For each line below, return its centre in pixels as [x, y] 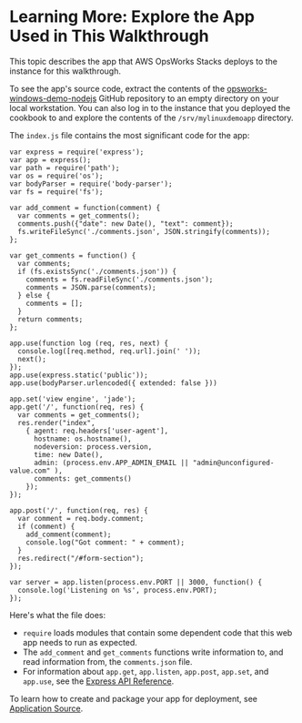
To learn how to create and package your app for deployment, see [133, 698]
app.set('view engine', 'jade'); [73, 399]
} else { [34, 295]
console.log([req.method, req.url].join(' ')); [110, 351]
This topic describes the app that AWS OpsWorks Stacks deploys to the [143, 61]
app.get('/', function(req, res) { [77, 407]
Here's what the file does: [58, 615]
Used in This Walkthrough [109, 36]
